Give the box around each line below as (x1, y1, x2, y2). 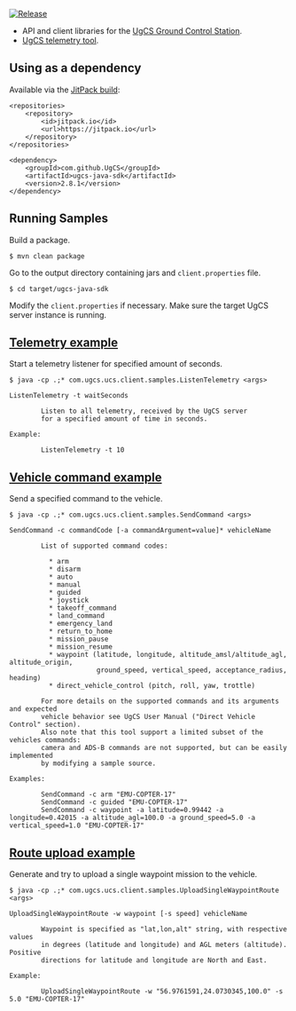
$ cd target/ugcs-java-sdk (9, 284, 109, 293)
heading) (9, 674, 42, 683)
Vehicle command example (9, 470, 162, 485)
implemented (9, 751, 53, 761)
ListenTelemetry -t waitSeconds (9, 391, 129, 400)
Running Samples (9, 211, 109, 226)
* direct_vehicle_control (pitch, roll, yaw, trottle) (48, 682, 255, 691)
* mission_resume (48, 643, 113, 652)
